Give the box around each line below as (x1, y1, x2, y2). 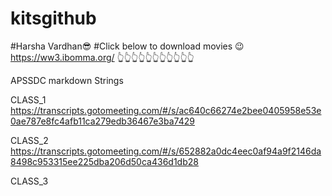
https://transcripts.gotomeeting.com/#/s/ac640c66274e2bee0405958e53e (10, 104, 322, 116)
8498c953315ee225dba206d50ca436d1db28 (10, 155, 199, 167)
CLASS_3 (10, 175, 49, 187)
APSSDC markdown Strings (10, 74, 124, 86)
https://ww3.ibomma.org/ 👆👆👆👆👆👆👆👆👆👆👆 (10, 51, 195, 63)
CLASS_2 (10, 134, 49, 146)
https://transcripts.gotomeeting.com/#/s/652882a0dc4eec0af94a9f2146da (10, 145, 322, 157)
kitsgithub (10, 7, 97, 30)
